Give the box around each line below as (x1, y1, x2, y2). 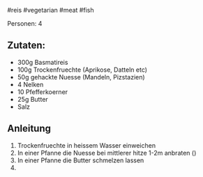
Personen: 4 (7, 20, 43, 27)
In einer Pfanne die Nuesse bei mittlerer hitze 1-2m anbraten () (17, 148, 197, 157)
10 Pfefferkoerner (17, 87, 68, 96)
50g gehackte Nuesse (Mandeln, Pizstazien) (17, 72, 145, 81)
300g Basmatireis (17, 58, 68, 66)
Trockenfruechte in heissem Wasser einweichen (17, 141, 156, 149)
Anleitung (7, 123, 51, 134)
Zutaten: (7, 40, 46, 52)
